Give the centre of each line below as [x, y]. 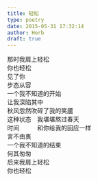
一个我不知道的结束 [34, 145]
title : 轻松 [23, 13]
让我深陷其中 [25, 102]
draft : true [24, 39]
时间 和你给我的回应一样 [49, 128]
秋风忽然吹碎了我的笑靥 [40, 111]
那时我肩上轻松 [28, 60]
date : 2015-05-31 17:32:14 [46, 26]
